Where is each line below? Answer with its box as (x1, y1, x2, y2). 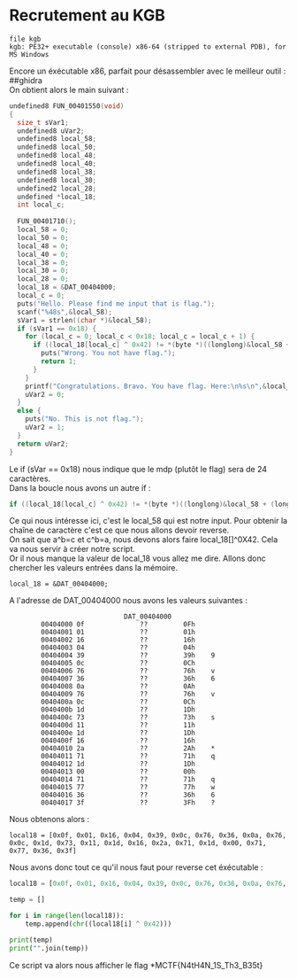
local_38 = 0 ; (17, 258, 69, 267)
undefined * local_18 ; (17, 192, 97, 201)
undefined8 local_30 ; (17, 175, 97, 184)
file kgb (9, 35, 42, 43)
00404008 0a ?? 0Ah (41, 682, 196, 691)
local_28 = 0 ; (17, 275, 69, 284)
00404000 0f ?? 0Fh (41, 620, 196, 629)
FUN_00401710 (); (17, 217, 77, 226)
